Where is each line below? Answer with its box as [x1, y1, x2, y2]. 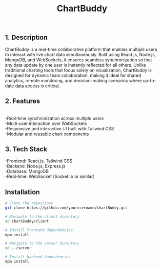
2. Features [5, 97, 40, 105]
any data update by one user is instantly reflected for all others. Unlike [5, 62, 146, 68]
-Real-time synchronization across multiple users [5, 115, 104, 121]
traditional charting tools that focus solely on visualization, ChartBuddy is [5, 67, 152, 73]
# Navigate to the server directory [5, 241, 80, 246]
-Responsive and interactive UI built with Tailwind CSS [5, 125, 114, 131]
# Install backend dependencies [5, 254, 71, 260]
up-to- [142, 77, 156, 83]
